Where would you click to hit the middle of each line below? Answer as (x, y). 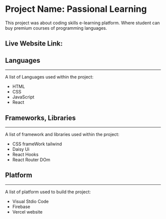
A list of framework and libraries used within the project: (62, 134)
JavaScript (23, 97)
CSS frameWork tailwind (37, 144)
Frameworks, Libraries (41, 118)
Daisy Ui (21, 149)
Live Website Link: (34, 44)
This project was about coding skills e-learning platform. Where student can (83, 23)
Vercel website (27, 212)
